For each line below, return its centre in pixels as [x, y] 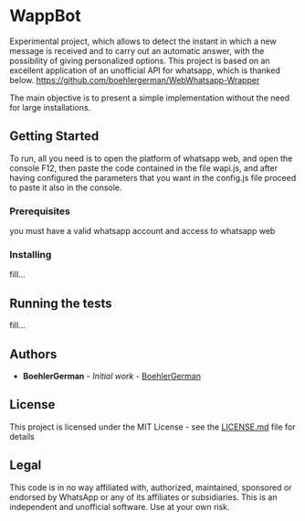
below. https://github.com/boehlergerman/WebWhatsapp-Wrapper [135, 80]
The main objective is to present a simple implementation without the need [150, 98]
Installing [31, 254]
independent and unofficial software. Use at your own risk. [120, 506]
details [22, 436]
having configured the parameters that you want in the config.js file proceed [153, 177]
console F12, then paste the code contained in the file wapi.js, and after [144, 168]
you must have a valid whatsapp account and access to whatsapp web [142, 231]
